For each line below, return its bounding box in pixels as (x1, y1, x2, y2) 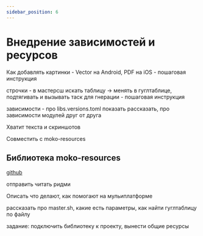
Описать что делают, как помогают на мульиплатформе (6, 193, 153, 200)
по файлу (6, 211, 30, 218)
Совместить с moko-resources (6, 135, 86, 142)
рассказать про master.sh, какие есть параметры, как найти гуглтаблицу (6, 204, 197, 212)
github (6, 169, 23, 176)
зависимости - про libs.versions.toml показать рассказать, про (6, 105, 169, 112)
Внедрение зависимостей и (6, 35, 155, 49)
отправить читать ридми (6, 181, 71, 188)
